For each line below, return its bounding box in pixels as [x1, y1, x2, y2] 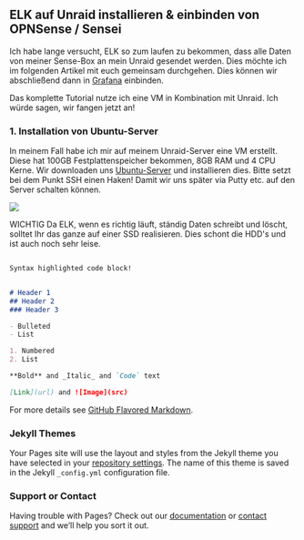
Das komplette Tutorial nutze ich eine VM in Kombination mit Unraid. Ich [9, 92, 279, 103]
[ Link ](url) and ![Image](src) [9, 387, 128, 397]
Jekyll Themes [9, 427, 76, 440]
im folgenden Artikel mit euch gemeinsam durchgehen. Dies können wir [9, 65, 278, 76]
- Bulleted [9, 321, 51, 331]
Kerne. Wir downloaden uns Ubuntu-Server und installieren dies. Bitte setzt [9, 165, 291, 176]
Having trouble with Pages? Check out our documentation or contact [9, 510, 267, 522]
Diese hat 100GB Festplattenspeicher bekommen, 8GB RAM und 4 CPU [9, 155, 276, 167]
